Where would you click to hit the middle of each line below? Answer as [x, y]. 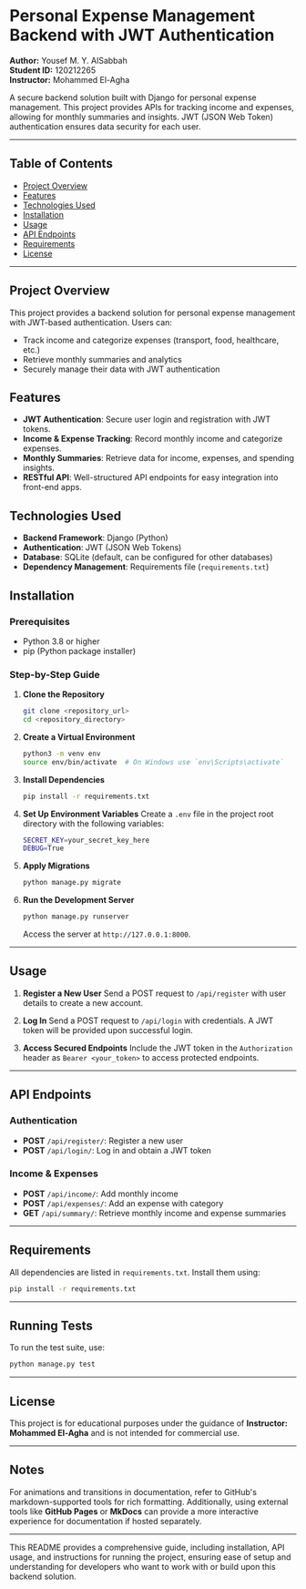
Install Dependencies [63, 779]
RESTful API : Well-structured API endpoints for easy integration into [150, 477]
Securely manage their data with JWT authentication [121, 369]
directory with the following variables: [93, 823]
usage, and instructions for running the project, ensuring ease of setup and [150, 1557]
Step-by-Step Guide [55, 674]
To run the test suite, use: [57, 1348]
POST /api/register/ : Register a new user [103, 1141]
